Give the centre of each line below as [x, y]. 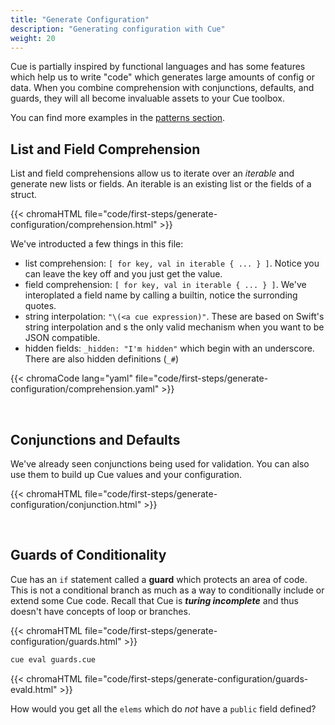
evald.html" [34, 689]
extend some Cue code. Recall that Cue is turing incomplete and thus [154, 600]
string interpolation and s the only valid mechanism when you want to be [174, 327]
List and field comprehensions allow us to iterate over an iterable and [152, 173]
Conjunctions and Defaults [95, 439]
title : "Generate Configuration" [80, 19]
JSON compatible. [62, 338]
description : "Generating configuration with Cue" [118, 29]
